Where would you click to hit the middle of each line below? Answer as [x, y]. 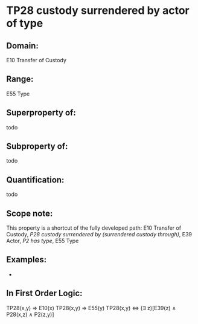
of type [25, 23]
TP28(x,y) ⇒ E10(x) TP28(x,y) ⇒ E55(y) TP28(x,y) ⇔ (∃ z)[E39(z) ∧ [91, 308]
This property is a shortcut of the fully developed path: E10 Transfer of [94, 228]
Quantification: [35, 180]
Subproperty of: [37, 147]
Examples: [27, 260]
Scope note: [30, 213]
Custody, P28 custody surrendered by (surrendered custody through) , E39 [99, 235]
